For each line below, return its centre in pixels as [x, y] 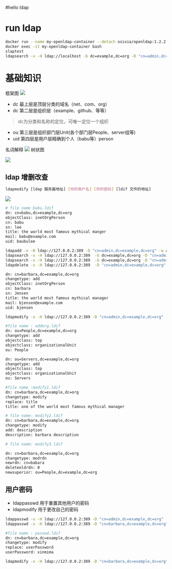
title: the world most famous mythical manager [57, 298]
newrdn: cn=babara [25, 463]
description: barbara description [42, 435]
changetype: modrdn [26, 458]
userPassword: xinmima [29, 552]
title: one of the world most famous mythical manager [65, 407]
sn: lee [14, 227]
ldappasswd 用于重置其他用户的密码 [51, 503]
